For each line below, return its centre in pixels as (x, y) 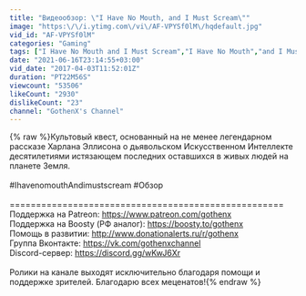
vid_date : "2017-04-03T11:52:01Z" (75, 69)
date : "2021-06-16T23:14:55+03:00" (77, 60)
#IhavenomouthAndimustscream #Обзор (87, 185)
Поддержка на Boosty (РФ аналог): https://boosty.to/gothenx (127, 224)
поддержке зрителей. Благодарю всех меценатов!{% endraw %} (135, 282)
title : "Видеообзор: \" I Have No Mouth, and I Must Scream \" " (130, 18)
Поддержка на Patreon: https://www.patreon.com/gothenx (121, 214)
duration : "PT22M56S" (51, 77)
